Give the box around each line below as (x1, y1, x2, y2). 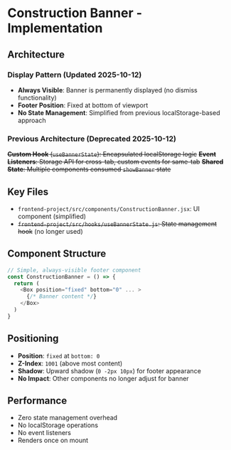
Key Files (7, 186, 48, 198)
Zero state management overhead (17, 414, 118, 422)
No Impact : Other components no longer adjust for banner (17, 374, 190, 382)
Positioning (7, 333, 59, 345)
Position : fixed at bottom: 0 (17, 351, 100, 360)
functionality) (17, 93, 57, 102)
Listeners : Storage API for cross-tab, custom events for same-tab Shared (7, 158, 224, 166)
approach (17, 116, 46, 124)
